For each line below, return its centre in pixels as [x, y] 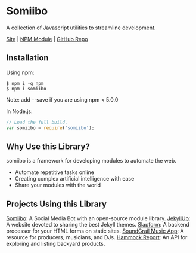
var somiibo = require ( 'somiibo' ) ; [50, 128]
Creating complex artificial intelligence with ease [74, 179]
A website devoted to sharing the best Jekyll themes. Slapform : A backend [98, 225]
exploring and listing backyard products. [56, 244]
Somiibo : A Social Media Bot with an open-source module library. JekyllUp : [98, 218]
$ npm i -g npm [25, 83]
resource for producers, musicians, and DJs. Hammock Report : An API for [97, 237]
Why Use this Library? [48, 146]
